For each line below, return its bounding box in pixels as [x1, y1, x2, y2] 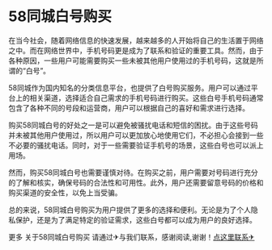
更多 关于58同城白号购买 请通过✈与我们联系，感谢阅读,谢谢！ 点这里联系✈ [8, 231, 255, 242]
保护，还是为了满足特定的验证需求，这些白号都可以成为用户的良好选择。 [15, 215, 257, 224]
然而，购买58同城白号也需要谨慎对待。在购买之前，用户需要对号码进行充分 [8, 167, 258, 177]
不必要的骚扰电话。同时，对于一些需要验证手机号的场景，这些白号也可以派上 [8, 140, 264, 150]
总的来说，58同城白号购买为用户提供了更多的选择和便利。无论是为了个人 [8, 205, 251, 215]
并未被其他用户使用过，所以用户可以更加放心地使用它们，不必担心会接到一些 [8, 130, 264, 140]
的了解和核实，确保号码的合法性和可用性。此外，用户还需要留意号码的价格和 [8, 177, 264, 187]
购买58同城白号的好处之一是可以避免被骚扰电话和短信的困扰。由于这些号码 [8, 120, 258, 130]
